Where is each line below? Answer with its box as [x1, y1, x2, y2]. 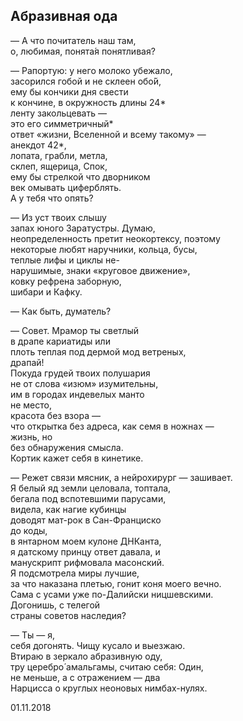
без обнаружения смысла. [10, 441, 124, 453]
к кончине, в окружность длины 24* [10, 96, 167, 108]
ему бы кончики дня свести [10, 85, 129, 98]
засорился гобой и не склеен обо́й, [10, 75, 162, 87]
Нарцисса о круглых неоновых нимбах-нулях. [10, 682, 208, 694]
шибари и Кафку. [10, 285, 83, 298]
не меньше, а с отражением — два [10, 671, 161, 683]
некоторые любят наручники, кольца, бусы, [10, 243, 198, 255]
